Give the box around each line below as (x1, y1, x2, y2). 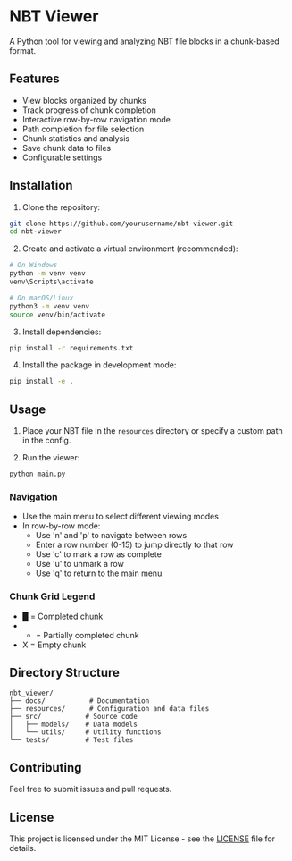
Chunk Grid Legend (9, 590, 96, 603)
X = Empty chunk (21, 639, 87, 650)
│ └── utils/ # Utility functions (9, 728, 163, 737)
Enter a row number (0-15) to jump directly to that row (35, 539, 234, 551)
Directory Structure (9, 664, 121, 680)
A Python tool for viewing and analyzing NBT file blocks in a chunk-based (9, 36, 279, 46)
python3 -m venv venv (9, 301, 90, 310)
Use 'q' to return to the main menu (35, 568, 163, 578)
